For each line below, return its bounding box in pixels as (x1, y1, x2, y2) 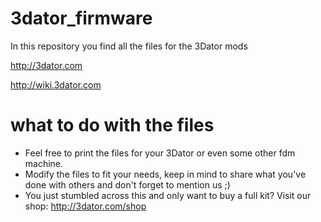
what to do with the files (10, 114, 215, 137)
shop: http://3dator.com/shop (24, 200, 147, 212)
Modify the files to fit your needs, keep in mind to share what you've (24, 168, 307, 180)
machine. (24, 157, 64, 169)
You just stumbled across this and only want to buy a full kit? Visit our (24, 189, 312, 201)
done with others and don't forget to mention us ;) (24, 178, 231, 191)
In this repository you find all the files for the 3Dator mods (10, 40, 248, 52)
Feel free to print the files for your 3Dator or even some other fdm (24, 147, 296, 159)
